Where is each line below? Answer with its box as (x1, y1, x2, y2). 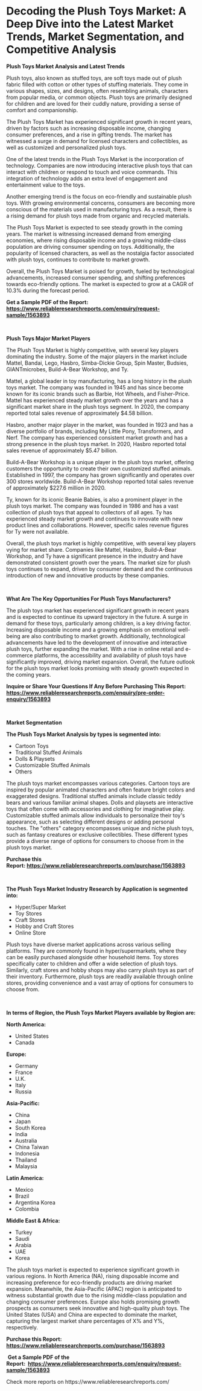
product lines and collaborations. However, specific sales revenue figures (6, 521, 189, 529)
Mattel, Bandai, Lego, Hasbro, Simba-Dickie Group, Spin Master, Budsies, (6, 359, 189, 366)
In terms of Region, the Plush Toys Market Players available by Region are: (6, 1009, 196, 1016)
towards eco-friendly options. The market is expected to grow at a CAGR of (6, 280, 194, 287)
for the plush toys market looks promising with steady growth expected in (6, 664, 189, 671)
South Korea (14, 1124, 46, 1131)
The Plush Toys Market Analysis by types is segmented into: (6, 731, 162, 738)
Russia (14, 1088, 32, 1095)
